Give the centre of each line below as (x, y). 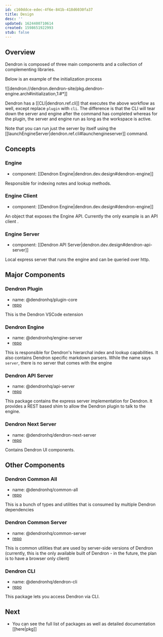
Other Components (35, 465)
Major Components (35, 275)
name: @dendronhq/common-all (45, 490)
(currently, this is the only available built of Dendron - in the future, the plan (81, 553)
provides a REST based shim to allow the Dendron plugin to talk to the (75, 406)
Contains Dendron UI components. (40, 449)
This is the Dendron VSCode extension (44, 314)
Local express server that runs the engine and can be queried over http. (78, 260)
